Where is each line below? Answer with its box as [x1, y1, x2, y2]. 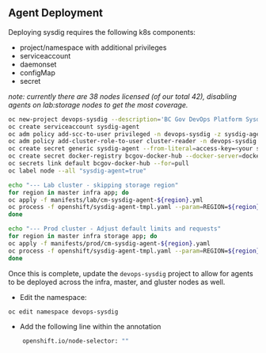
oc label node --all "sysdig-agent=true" [8, 166, 147, 175]
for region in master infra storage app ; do [8, 233, 158, 241]
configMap [19, 67, 55, 78]
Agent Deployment [8, 6, 103, 20]
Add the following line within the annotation [19, 322, 161, 332]
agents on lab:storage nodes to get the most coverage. [8, 100, 188, 109]
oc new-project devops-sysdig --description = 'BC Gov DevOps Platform [8, 115, 243, 123]
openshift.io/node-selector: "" [22, 337, 129, 345]
